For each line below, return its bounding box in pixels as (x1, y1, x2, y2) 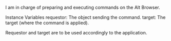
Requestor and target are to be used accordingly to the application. (5, 30, 147, 35)
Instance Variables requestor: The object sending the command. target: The (5, 14, 166, 20)
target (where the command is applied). (5, 20, 89, 26)
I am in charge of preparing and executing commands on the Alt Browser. (5, 5, 160, 10)
